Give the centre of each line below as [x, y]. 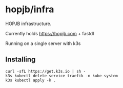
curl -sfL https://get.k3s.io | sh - [46, 71]
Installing [20, 60]
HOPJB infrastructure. [28, 24]
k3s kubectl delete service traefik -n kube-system [61, 76]
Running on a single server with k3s [43, 43]
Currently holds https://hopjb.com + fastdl [50, 33]
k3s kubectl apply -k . [31, 80]
